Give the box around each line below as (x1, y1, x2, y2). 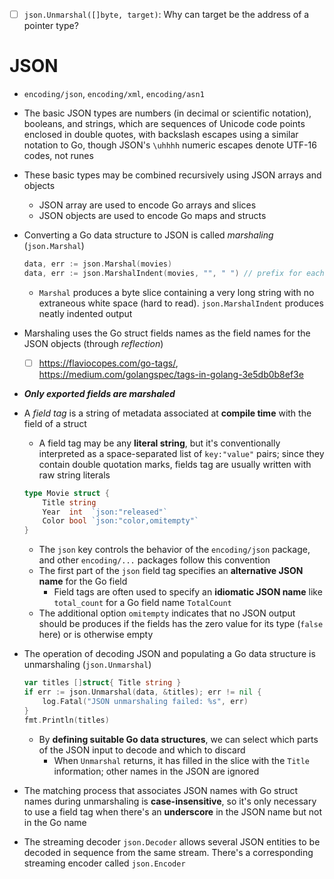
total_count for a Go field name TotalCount (53, 597, 232, 609)
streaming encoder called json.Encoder (23, 857, 186, 869)
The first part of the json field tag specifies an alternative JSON (38, 565, 304, 577)
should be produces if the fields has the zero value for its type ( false (38, 618, 324, 630)
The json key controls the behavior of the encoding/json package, (38, 544, 311, 556)
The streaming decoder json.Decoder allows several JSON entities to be (23, 835, 321, 848)
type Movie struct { (23, 488, 110, 498)
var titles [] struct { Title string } (23, 678, 182, 688)
